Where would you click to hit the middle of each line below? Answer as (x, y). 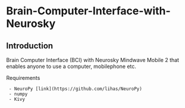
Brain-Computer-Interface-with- (88, 11)
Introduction (30, 46)
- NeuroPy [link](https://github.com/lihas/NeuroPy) (76, 89)
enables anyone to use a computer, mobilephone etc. (71, 66)
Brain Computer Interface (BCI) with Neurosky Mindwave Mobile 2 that (93, 60)
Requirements (23, 78)
